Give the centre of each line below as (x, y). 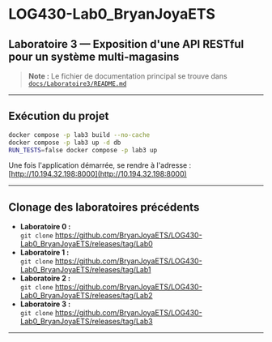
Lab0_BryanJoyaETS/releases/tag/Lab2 (86, 296)
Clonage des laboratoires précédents (104, 207)
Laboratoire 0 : (45, 227)
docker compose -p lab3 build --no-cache (79, 135)
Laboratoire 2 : (45, 278)
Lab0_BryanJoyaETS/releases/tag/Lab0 (87, 244)
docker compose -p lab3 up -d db (65, 143)
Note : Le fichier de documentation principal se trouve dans (128, 76)
